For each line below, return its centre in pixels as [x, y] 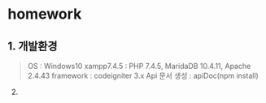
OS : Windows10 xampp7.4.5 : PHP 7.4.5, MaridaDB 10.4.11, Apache [139, 66]
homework [45, 14]
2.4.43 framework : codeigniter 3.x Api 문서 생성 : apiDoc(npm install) [143, 75]
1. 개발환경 [33, 46]
